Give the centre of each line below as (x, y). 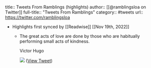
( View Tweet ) (39, 61)
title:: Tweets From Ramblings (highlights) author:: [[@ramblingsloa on (75, 7)
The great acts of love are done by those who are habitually (80, 36)
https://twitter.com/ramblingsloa (38, 17)
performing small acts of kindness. (54, 41)
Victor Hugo (32, 51)
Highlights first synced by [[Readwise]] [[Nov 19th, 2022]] (71, 27)
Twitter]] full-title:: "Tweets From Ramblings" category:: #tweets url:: (74, 12)
